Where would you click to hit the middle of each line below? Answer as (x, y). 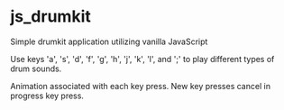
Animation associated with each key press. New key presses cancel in (141, 86)
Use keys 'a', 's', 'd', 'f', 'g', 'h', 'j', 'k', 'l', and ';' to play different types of (142, 59)
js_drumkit (50, 17)
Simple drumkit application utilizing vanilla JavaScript (109, 41)
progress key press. (47, 96)
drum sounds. (36, 69)
